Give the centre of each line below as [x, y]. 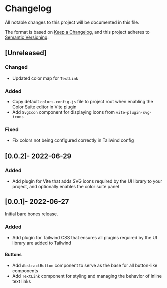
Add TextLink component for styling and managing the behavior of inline [87, 276]
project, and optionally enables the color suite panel [66, 186]
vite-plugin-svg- [134, 112]
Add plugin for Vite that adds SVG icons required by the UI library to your [87, 181]
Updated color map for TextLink [45, 78]
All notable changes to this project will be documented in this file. [72, 22]
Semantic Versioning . [27, 37]
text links [22, 281]
